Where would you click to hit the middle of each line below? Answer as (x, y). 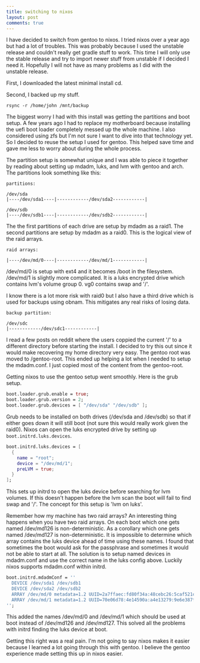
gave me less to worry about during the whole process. (74, 149)
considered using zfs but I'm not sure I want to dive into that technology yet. (100, 136)
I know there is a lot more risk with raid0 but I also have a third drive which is (100, 296)
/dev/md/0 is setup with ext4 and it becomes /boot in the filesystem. (90, 271)
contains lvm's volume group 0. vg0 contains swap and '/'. (78, 284)
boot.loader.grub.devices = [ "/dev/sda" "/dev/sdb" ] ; (77, 405)
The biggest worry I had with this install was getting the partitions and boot (98, 117)
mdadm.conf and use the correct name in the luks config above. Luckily (94, 560)
